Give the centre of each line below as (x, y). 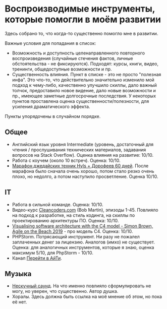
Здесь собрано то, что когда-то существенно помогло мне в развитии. (81, 33)
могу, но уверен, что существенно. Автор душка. (65, 291)
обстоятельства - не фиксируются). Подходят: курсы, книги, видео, (85, 64)
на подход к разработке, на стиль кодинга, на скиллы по (73, 215)
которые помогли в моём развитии (83, 19)
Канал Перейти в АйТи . (37, 258)
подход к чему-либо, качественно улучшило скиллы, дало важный (84, 85)
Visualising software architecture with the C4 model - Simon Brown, (82, 226)
